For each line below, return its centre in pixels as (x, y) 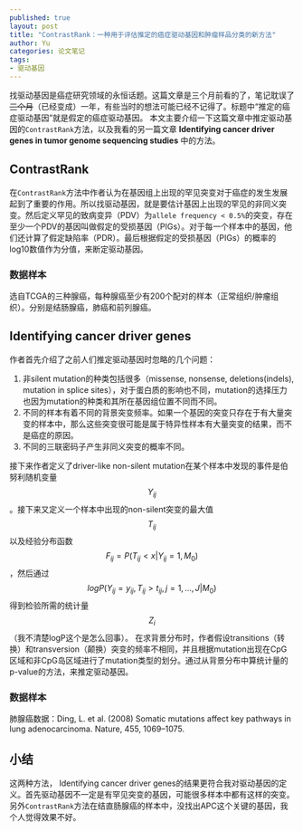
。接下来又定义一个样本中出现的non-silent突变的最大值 (112, 509)
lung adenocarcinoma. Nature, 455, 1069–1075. (97, 729)
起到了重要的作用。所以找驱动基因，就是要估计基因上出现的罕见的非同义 (144, 204)
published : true (40, 18)
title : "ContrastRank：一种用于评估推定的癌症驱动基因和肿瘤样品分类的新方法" (143, 34)
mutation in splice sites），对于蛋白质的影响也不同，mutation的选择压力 (155, 389)
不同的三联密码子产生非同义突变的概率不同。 (106, 446)
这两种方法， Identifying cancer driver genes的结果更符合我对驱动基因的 (144, 783)
